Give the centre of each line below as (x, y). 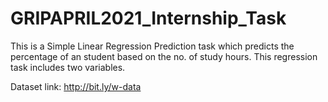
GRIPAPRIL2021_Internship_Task (148, 18)
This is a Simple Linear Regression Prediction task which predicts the (152, 46)
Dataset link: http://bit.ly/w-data (76, 86)
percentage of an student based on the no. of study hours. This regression (164, 56)
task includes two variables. (68, 67)
